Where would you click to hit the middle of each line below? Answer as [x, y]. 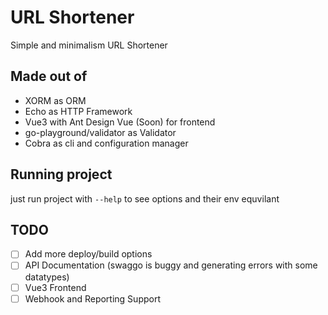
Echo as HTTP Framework [78, 111]
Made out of [49, 76]
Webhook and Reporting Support [92, 298]
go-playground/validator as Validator [100, 132]
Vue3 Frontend [55, 287]
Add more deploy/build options [88, 254]
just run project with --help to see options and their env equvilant [145, 198]
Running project [61, 174]
